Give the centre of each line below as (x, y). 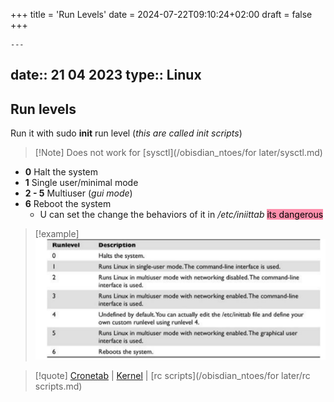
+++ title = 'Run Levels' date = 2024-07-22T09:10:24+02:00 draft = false (161, 14)
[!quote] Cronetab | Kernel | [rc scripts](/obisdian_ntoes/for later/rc (172, 376)
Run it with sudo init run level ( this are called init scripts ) (126, 133)
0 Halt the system (61, 172)
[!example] (57, 234)
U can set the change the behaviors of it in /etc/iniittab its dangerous (181, 215)
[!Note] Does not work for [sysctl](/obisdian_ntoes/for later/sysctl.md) (178, 153)
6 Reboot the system (68, 204)
